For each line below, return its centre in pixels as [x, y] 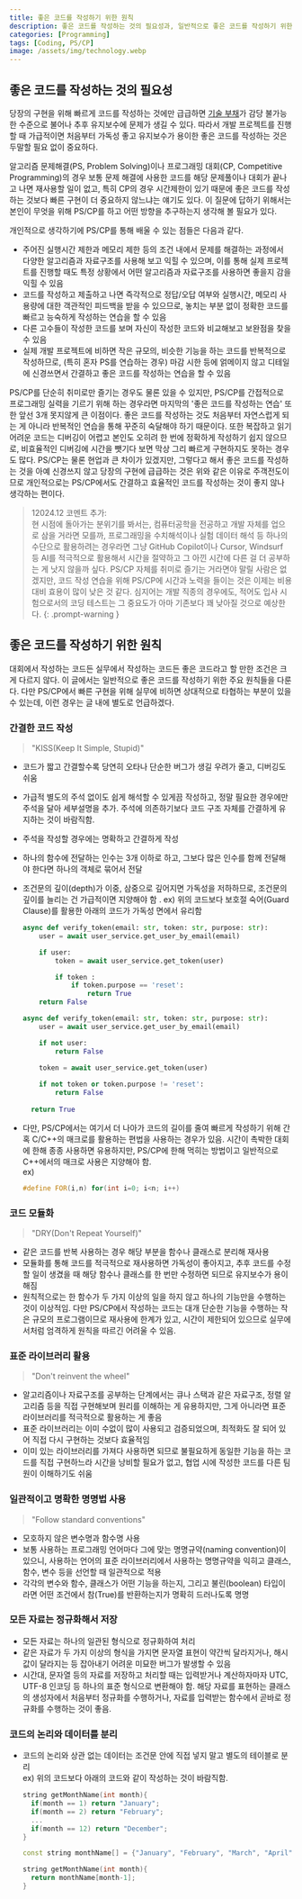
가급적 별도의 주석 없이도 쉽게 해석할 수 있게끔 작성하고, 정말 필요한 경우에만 [155, 797]
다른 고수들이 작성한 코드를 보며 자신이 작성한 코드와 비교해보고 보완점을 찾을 [157, 328]
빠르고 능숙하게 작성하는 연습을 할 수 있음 [94, 317]
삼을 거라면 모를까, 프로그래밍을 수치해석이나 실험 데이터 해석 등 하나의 [164, 535]
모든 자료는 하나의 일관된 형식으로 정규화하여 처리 [109, 1641]
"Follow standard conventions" [88, 1519]
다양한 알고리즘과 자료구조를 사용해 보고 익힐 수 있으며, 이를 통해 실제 [143, 260]
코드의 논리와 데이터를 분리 [64, 1734]
